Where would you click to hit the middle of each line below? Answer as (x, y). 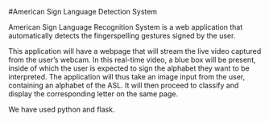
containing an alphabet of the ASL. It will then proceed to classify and (124, 85)
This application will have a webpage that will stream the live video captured (135, 51)
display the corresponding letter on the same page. (93, 94)
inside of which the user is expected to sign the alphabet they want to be (129, 68)
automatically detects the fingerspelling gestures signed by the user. (122, 36)
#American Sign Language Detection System (83, 12)
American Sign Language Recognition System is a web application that (126, 27)
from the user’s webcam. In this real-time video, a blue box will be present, (132, 60)
